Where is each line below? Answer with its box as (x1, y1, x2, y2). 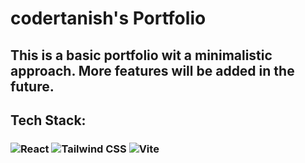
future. (10, 78, 55, 95)
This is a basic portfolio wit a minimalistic (10, 47, 273, 64)
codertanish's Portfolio (10, 7, 207, 30)
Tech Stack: (10, 112, 87, 129)
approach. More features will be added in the (10, 62, 295, 79)
